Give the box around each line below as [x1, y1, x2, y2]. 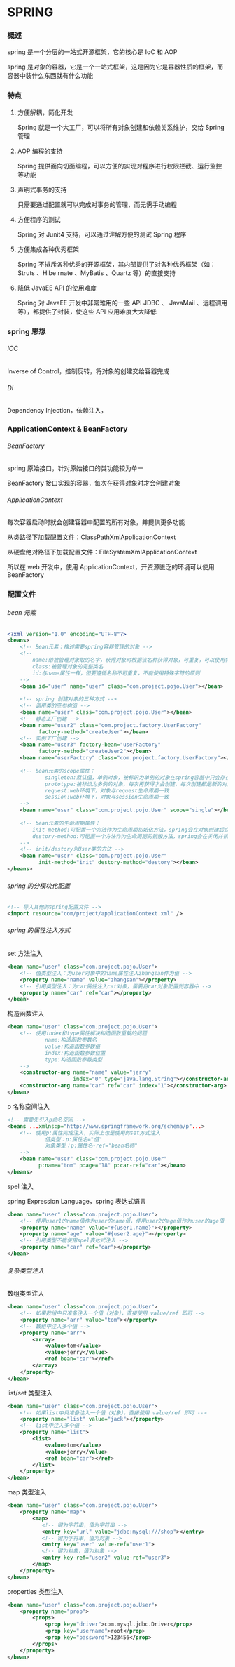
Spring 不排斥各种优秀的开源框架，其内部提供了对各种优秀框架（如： [17, 260, 216, 268]
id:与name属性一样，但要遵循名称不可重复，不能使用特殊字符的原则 [32, 670, 201, 677]
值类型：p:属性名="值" [44, 1136, 103, 1143]
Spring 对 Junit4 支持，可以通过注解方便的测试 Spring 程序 [17, 230, 187, 239]
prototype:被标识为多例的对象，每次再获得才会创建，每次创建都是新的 [44, 781, 222, 788]
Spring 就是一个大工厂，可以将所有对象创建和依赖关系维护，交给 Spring [17, 123, 225, 131]
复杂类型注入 [7, 1266, 44, 1275]
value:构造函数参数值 [44, 1043, 101, 1050]
